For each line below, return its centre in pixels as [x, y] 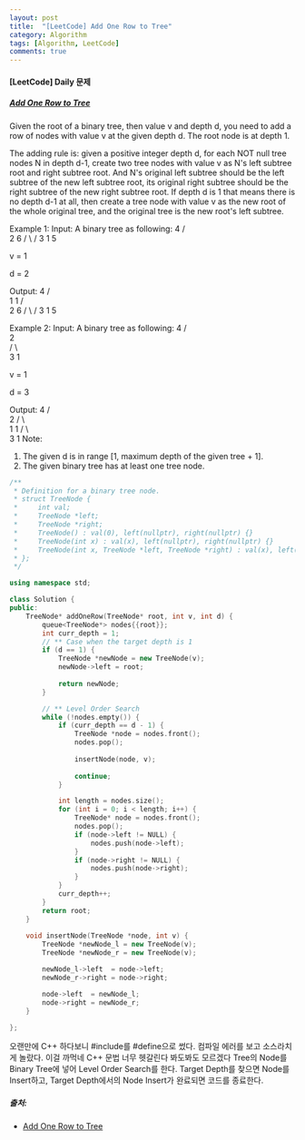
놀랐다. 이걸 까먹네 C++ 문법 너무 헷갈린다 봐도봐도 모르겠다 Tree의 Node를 [153, 1057]
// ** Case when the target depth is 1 [118, 642]
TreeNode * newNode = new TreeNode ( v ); [131, 659]
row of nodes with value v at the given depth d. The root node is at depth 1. [150, 135]
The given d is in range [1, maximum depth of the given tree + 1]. [143, 456]
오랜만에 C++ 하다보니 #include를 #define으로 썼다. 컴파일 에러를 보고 [135, 1047]
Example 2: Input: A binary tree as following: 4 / [98, 328]
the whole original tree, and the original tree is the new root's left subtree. [147, 211]
